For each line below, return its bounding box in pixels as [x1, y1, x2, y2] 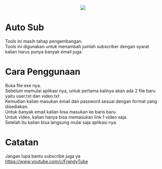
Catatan [5, 137, 39, 148]
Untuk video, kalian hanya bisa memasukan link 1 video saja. [5, 114, 128, 120]
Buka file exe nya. [5, 82, 41, 88]
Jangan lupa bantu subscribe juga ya [5, 153, 81, 159]
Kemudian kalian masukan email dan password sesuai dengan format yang [5, 98, 157, 104]
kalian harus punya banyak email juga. [5, 49, 83, 55]
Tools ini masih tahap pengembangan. [5, 38, 83, 44]
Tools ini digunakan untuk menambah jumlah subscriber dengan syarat [5, 43, 149, 49]
